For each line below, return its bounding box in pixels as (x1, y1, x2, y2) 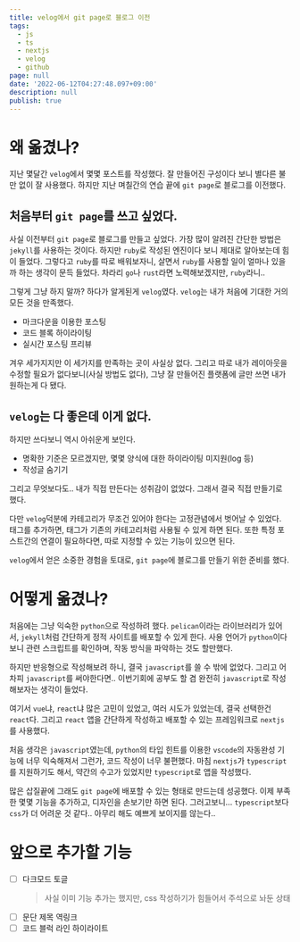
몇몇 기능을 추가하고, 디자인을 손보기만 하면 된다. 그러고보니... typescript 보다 (18, 796, 289, 807)
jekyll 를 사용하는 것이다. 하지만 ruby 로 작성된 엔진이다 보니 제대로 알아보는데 (9, 245, 280, 255)
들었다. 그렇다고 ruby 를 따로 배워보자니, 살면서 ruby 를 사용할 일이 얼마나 (18, 256, 270, 267)
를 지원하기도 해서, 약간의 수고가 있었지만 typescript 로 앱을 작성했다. (9, 766, 252, 777)
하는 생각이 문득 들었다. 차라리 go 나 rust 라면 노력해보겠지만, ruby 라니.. (18, 267, 266, 278)
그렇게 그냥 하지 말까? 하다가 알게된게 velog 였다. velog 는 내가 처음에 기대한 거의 (9, 287, 288, 297)
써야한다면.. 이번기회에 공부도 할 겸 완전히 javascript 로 (75, 672, 271, 683)
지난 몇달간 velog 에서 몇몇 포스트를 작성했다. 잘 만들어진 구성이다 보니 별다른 (9, 169, 277, 179)
